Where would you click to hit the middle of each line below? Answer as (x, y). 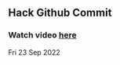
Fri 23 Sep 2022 (34, 52)
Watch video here (42, 35)
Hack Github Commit (60, 13)
